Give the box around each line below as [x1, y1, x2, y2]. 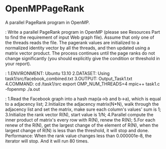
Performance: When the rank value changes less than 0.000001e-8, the [5, 133, 152, 139]
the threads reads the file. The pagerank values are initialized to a [5, 39, 140, 45]
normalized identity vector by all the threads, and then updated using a [5, 45, 150, 51]
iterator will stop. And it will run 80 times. [5, 138, 89, 144]
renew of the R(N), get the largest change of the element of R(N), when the [5, 122, 159, 128]
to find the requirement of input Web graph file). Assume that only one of [5, 34, 155, 40]
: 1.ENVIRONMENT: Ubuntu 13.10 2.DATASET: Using [5, 70, 110, 76]
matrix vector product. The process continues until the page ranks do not [5, 50, 155, 56]
